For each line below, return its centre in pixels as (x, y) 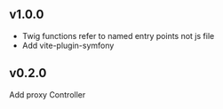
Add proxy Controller (48, 94)
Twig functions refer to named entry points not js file (118, 35)
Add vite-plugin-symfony (68, 45)
